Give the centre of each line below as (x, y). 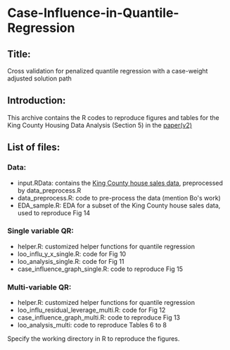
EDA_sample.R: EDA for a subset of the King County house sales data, (119, 205)
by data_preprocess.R (49, 190)
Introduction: (37, 101)
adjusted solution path (40, 78)
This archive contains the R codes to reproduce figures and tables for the (113, 117)
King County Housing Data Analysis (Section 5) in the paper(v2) (100, 125)
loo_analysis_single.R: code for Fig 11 (71, 261)
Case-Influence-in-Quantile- (93, 13)
